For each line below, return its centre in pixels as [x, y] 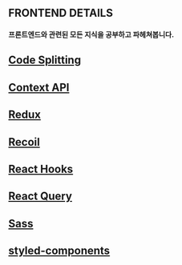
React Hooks [41, 169]
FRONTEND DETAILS [61, 13]
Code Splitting [45, 60]
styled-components [59, 251]
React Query [40, 197]
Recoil [24, 142]
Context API [39, 87]
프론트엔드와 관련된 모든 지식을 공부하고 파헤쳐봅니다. [91, 34]
